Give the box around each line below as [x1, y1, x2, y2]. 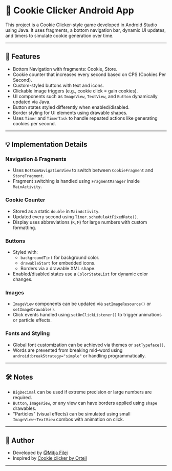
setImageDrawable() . [12, 306, 56, 312]
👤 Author [5, 436, 34, 445]
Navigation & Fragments [5, 156, 67, 163]
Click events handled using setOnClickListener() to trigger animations [12, 312, 162, 318]
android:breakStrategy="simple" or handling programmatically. [12, 352, 146, 359]
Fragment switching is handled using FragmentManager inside [12, 178, 140, 184]
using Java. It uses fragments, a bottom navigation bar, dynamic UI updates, [5, 27, 166, 33]
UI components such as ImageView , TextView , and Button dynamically [12, 93, 158, 99]
